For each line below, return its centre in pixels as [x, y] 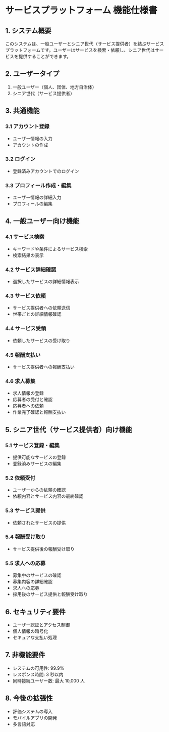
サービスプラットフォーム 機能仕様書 [81, 10]
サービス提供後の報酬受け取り [43, 549]
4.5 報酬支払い [23, 355]
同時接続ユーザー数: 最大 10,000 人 [48, 680]
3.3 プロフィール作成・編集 [38, 185]
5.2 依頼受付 [20, 478]
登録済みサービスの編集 [37, 463]
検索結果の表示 [28, 255]
